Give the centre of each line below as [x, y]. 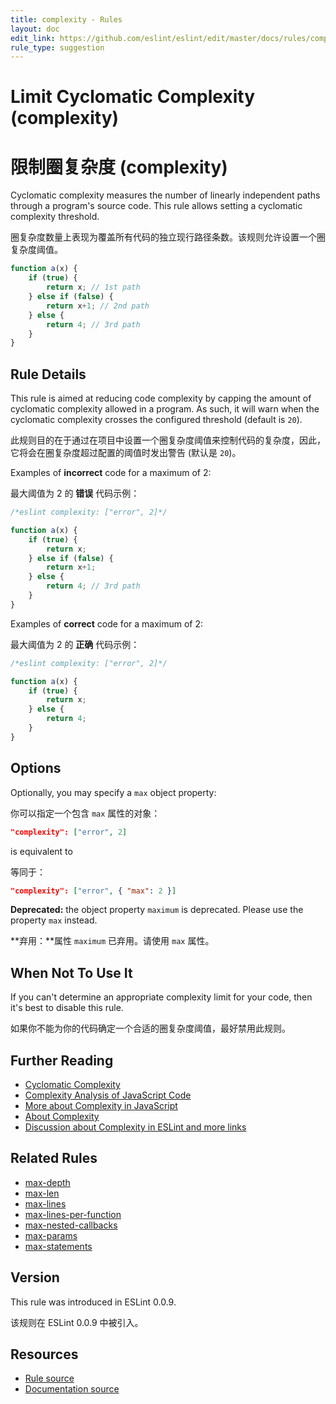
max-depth [47, 1182]
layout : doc [35, 29]
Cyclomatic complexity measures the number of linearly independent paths [165, 195]
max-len [42, 1193]
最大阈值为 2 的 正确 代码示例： [75, 644]
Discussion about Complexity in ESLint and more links [135, 1127]
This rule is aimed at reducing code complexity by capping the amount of [161, 398]
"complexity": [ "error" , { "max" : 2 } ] [93, 891]
